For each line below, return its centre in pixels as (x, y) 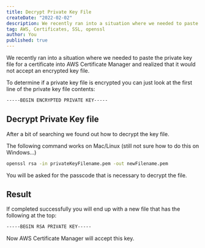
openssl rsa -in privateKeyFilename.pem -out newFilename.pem (87, 163)
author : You (21, 35)
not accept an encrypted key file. (48, 71)
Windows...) (21, 152)
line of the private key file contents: (51, 89)
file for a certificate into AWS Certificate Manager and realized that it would (101, 64)
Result (19, 194)
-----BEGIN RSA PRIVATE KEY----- (49, 227)
